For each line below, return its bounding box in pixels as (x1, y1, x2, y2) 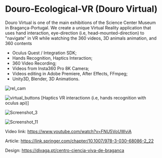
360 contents (5, 40, 32, 46)
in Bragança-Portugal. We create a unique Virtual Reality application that (5, 24, 151, 30)
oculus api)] (5, 100, 29, 106)
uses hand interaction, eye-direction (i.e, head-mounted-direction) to (5, 30, 144, 36)
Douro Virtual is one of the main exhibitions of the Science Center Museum (5, 20, 156, 25)
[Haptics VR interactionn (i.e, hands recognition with (41, 94, 146, 101)
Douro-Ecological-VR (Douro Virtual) (5, 3, 158, 15)
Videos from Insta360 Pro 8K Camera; (12, 65, 90, 71)
